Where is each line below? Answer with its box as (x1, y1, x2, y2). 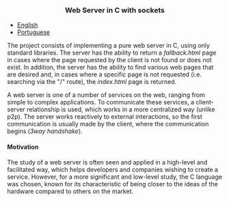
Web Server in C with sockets (64, 5, 165, 15)
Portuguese (16, 28, 50, 36)
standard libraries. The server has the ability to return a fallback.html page (7, 48, 217, 57)
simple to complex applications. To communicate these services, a (7, 98, 195, 106)
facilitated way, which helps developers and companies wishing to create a (7, 165, 219, 173)
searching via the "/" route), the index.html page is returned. (7, 78, 176, 86)
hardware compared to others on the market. (7, 187, 134, 195)
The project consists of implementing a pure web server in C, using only (7, 42, 211, 50)
